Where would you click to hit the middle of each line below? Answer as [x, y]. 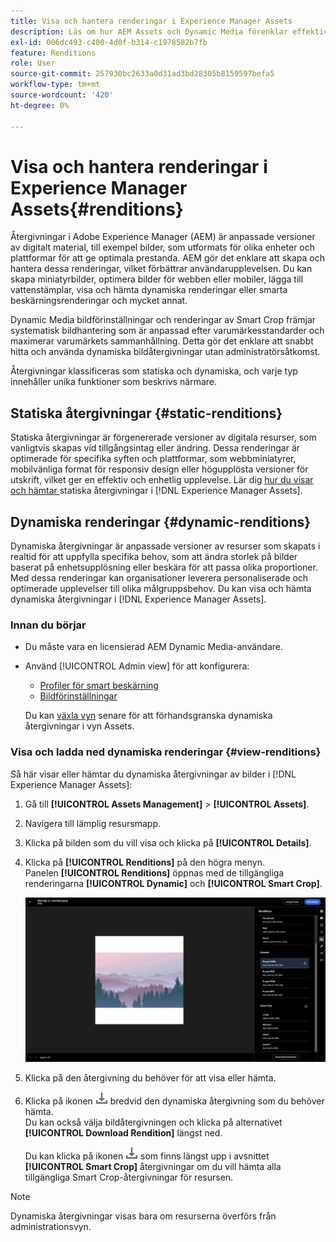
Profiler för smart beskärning [99, 686]
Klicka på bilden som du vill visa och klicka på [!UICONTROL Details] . [168, 842]
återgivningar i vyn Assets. [79, 726]
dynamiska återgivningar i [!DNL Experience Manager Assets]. [138, 599]
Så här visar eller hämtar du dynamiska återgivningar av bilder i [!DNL [153, 774]
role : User [33, 63]
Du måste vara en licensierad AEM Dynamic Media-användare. [154, 647]
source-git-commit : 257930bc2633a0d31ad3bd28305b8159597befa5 [142, 74]
